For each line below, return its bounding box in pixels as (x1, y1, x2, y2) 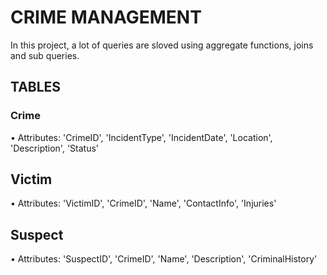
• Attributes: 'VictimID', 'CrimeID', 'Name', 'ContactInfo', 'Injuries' (10, 197, 277, 210)
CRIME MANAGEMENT (10, 6, 202, 29)
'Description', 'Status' (10, 142, 100, 154)
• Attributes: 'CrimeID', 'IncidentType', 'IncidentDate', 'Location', (10, 131, 273, 143)
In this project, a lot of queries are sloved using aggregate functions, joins (10, 39, 314, 51)
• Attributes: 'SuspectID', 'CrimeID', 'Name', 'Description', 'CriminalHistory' (10, 253, 318, 265)
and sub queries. (10, 49, 80, 61)
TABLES (10, 79, 62, 96)
